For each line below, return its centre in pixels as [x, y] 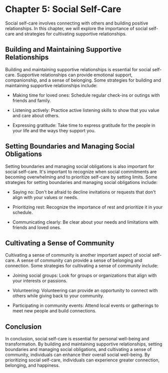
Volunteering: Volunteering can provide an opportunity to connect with [85, 291]
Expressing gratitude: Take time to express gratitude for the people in [84, 125]
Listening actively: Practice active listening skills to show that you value [86, 110]
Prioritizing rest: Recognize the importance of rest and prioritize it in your [87, 207]
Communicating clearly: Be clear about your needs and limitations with [85, 222]
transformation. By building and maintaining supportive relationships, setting [84, 344]
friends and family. [31, 100]
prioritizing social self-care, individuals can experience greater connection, [82, 360]
